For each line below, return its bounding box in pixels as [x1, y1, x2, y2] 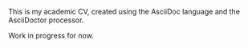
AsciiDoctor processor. [8, 15, 84, 25]
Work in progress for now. [8, 31, 94, 40]
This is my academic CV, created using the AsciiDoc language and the [8, 7, 241, 16]
